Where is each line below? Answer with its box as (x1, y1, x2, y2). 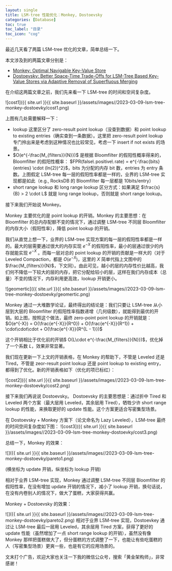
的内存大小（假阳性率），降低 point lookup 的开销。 (5, 225, 113, 231)
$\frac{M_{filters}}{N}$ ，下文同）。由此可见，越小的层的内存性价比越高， (5, 262, 160, 269)
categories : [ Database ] (5, 17, 56, 22)
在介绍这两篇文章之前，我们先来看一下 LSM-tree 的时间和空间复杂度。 (5, 89, 154, 95)
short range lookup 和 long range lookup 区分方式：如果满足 (12, 184, 140, 190)
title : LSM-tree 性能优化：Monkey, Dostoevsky (5, 12, 102, 17)
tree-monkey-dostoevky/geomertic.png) (5, 291, 91, 297)
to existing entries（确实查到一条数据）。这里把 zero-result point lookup (12, 133, 163, 139)
